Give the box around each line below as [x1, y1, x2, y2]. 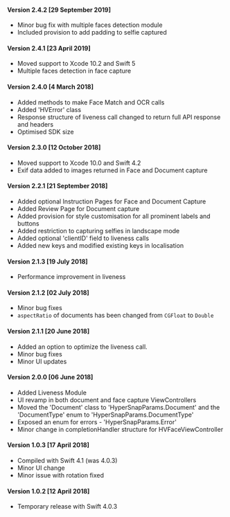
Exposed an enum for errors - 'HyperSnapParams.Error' [17, 417, 177, 426]
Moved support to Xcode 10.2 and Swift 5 [17, 60, 136, 68]
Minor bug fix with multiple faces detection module [17, 21, 163, 29]
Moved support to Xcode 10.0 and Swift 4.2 [17, 158, 141, 167]
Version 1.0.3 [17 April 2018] [7, 441, 90, 449]
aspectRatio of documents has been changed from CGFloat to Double [17, 311, 214, 320]
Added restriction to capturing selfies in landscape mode [17, 227, 180, 235]
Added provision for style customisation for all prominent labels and [17, 212, 211, 221]
